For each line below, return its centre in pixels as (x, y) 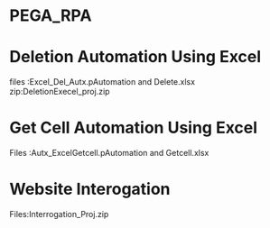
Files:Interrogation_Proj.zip (59, 214)
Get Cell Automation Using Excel (134, 128)
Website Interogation (90, 189)
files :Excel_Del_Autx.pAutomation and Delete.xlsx (102, 82)
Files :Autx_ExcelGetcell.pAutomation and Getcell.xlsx (109, 153)
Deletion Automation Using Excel (135, 57)
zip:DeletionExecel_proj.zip (60, 92)
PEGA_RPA (51, 16)
